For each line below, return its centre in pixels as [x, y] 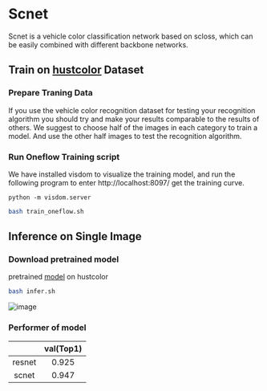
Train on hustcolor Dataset [76, 70]
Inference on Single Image [75, 236]
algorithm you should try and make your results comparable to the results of [134, 119]
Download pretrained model [64, 259]
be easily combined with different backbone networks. [98, 44]
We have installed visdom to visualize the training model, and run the [122, 174]
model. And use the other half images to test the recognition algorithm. [125, 136]
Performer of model [47, 328]
